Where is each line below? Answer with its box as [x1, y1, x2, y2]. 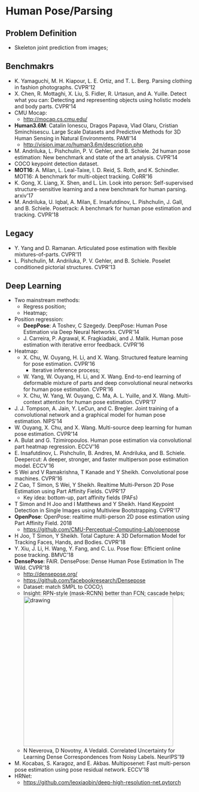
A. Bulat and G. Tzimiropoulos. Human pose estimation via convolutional [14, 436, 192, 444]
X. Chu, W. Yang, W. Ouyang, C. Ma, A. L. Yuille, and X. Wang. [23, 392, 176, 399]
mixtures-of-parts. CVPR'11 [14, 251, 82, 258]
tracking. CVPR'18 [14, 211, 59, 218]
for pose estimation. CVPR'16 [23, 360, 96, 368]
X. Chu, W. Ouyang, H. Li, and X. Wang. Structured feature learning [23, 354, 188, 361]
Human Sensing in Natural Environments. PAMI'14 [14, 134, 137, 141]
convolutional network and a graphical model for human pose [14, 411, 166, 418]
